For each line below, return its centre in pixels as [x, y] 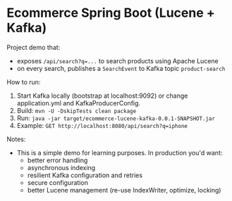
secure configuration [58, 182]
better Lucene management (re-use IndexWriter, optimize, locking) [124, 190]
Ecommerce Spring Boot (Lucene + [111, 13]
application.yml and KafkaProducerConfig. [79, 103]
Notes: [16, 139]
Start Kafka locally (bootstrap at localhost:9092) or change [102, 96]
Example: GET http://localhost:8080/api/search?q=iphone [102, 125]
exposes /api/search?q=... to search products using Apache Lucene [118, 60]
